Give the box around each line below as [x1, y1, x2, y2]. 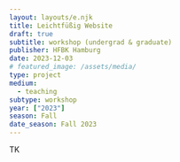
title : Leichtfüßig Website [9, 21, 113, 30]
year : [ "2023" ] [9, 104, 66, 112]
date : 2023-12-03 [9, 54, 74, 63]
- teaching [17, 87, 58, 96]
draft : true [9, 29, 53, 38]
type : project [9, 71, 62, 80]
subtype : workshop [9, 95, 77, 104]
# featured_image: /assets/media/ [9, 63, 137, 72]
